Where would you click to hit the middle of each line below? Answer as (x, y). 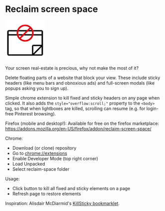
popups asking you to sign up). (37, 88)
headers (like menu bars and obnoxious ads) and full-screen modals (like (80, 83)
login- (153, 108)
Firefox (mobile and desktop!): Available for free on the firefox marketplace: (82, 123)
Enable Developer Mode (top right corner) (55, 158)
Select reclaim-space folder (41, 169)
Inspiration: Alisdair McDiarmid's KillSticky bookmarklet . (62, 203)
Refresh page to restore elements (46, 194)
